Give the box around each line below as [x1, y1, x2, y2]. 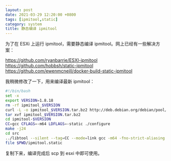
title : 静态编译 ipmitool [5, 26, 58, 31]
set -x [5, 93, 19, 98]
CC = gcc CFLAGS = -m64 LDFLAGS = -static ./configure [5, 122, 110, 127]
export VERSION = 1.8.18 [5, 98, 53, 103]
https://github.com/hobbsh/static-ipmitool [5, 63, 94, 69]
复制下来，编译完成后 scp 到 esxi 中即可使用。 [5, 150, 103, 156]
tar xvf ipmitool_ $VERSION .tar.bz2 [5, 112, 81, 117]
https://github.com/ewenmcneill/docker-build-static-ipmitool [5, 68, 133, 74]
